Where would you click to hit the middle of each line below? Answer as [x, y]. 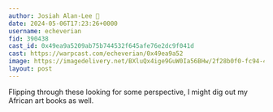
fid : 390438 [28, 39]
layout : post [30, 69]
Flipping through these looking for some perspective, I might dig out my [128, 92]
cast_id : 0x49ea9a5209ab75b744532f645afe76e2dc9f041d [102, 46]
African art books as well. [51, 100]
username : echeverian [45, 31]
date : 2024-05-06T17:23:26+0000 [63, 24]
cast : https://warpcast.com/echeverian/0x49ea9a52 [96, 54]
